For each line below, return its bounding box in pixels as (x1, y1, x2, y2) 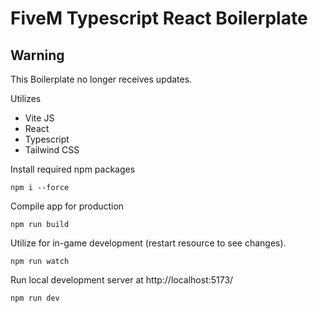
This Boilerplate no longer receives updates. (10, 73, 193, 85)
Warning (10, 47, 65, 64)
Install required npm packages (10, 163, 136, 175)
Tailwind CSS (24, 144, 80, 156)
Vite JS (24, 112, 55, 124)
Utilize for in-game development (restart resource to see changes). (10, 237, 287, 249)
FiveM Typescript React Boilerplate (10, 7, 308, 30)
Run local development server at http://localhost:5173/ (10, 274, 234, 286)
